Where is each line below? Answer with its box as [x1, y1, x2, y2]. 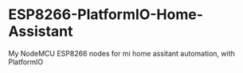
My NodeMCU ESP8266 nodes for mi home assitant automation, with [8, 48, 235, 58]
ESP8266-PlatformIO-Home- [8, 6, 203, 24]
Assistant [8, 22, 73, 40]
